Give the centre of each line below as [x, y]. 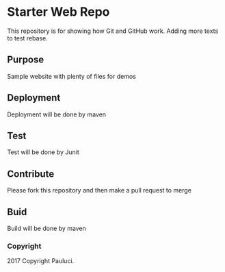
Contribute [31, 174]
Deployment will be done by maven [57, 114]
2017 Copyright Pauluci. [41, 261]
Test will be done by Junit [43, 152]
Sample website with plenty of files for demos [72, 76]
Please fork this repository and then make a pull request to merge [99, 190]
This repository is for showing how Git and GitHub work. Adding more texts [113, 31]
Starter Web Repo [58, 12]
